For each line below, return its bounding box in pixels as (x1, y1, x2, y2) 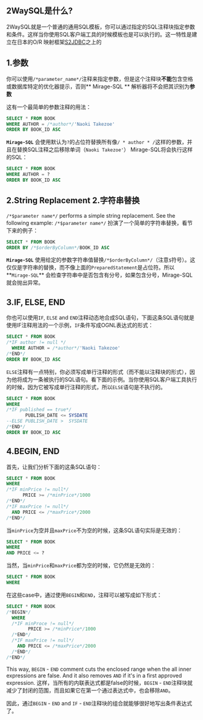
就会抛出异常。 (6, 279, 44, 286)
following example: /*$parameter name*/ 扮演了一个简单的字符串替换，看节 (6, 219, 193, 226)
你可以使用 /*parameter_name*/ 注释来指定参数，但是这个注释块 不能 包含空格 (6, 75, 193, 82)
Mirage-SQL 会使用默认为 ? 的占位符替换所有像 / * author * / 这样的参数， (6, 139, 187, 146)
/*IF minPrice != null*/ (6, 486, 69, 493)
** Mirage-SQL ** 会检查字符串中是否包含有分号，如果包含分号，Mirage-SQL (6, 271, 193, 279)
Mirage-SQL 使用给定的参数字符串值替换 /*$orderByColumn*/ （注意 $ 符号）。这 (6, 256, 196, 263)
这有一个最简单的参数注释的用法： (6, 103, 92, 111)
